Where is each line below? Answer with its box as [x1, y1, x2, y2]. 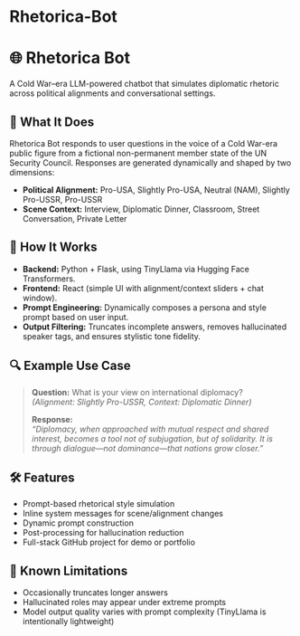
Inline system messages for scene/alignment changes [22, 508, 224, 519]
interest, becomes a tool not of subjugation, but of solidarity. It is [31, 432, 274, 444]
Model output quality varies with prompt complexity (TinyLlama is [22, 606, 267, 617]
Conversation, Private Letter [22, 213, 127, 223]
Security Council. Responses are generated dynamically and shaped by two [9, 157, 292, 168]
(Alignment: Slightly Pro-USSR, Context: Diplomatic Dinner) [31, 396, 252, 407]
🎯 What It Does [9, 114, 95, 129]
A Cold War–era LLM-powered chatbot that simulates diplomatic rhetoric [9, 79, 280, 90]
